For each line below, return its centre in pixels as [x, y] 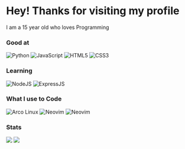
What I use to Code [34, 99]
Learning [19, 71]
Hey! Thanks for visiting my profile [93, 11]
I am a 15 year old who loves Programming [58, 27]
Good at [18, 43]
